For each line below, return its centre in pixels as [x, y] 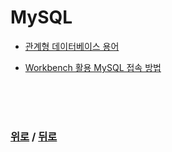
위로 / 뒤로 [34, 136]
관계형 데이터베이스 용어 [72, 46]
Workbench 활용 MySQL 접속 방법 [93, 67]
